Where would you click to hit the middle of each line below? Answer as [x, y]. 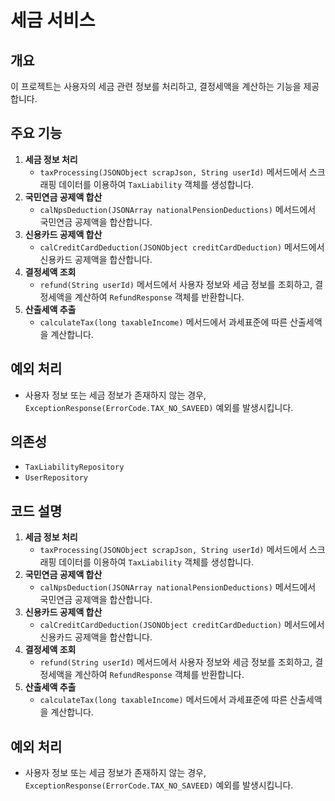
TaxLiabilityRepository [74, 467]
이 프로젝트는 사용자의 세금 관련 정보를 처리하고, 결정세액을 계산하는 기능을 [156, 86]
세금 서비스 [53, 20]
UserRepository [56, 478]
